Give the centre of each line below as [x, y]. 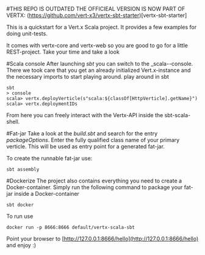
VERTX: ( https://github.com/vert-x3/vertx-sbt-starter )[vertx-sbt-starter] [97, 15]
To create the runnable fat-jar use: [49, 158]
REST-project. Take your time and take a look [63, 52]
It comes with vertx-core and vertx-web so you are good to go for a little [97, 45]
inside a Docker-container [47, 194]
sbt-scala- [178, 115]
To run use [20, 216]
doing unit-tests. [27, 34]
